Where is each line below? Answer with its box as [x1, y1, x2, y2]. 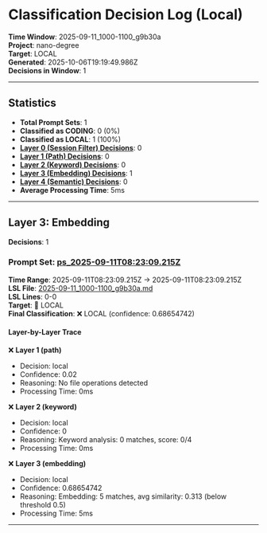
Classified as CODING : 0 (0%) [19, 126, 121, 135]
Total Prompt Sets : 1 [19, 117, 87, 127]
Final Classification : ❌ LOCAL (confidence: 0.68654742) [8, 308, 195, 318]
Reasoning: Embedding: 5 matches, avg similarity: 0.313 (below [19, 492, 227, 501]
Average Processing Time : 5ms [19, 185, 126, 194]
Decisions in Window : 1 [8, 65, 87, 75]
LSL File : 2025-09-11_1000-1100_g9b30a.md [8, 283, 153, 292]
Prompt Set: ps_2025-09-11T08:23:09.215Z [8, 257, 181, 268]
